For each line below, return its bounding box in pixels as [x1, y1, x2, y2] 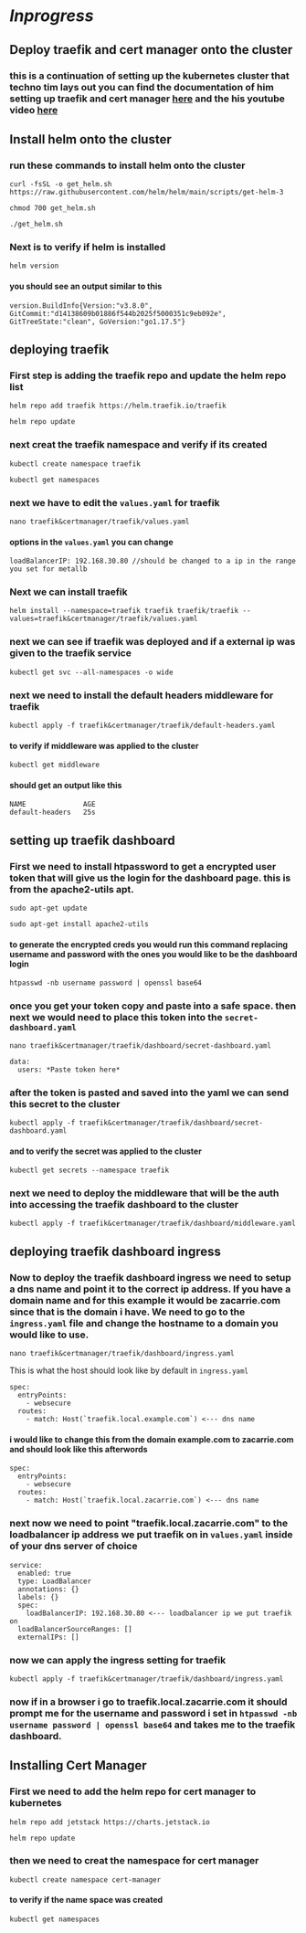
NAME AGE [9, 800, 96, 809]
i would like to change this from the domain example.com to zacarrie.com [9, 1433, 294, 1444]
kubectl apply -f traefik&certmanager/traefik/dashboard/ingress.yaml [9, 1674, 284, 1684]
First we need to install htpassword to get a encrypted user [9, 860, 277, 872]
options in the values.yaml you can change [9, 536, 174, 547]
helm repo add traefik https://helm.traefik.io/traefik [9, 401, 227, 411]
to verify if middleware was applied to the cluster [9, 740, 199, 751]
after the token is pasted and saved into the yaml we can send [9, 1086, 290, 1099]
